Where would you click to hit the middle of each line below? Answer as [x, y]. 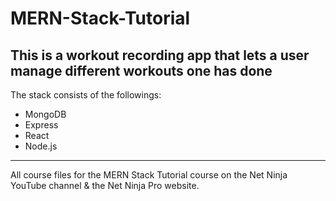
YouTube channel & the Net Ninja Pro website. [105, 185]
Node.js [41, 146]
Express [41, 125]
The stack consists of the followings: [86, 95]
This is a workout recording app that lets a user [160, 55]
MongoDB [45, 114]
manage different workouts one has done [141, 70]
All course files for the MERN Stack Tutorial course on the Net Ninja [149, 175]
